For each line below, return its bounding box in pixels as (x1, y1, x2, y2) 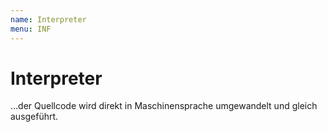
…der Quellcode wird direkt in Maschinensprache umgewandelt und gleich (10, 100, 318, 112)
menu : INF (10, 24, 52, 34)
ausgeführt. (10, 111, 59, 123)
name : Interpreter (10, 14, 87, 25)
